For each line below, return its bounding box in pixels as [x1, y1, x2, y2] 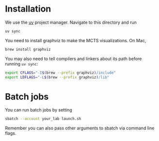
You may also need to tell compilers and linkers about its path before [5, 56, 142, 62]
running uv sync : [5, 61, 38, 66]
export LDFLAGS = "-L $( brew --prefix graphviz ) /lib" [5, 75, 110, 79]
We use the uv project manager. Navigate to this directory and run [5, 19, 137, 25]
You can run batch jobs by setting [5, 107, 72, 113]
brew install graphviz [5, 47, 51, 52]
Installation [5, 3, 51, 15]
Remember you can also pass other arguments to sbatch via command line [5, 125, 155, 131]
